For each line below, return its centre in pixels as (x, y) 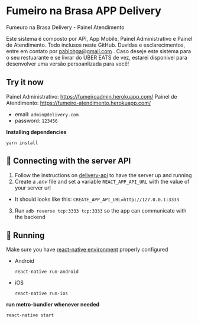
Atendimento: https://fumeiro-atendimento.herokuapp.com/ (79, 103)
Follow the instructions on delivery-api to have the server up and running (103, 175)
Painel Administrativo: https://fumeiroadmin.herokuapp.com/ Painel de (92, 96)
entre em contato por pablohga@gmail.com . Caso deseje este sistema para (99, 51)
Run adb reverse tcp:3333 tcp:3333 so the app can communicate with (100, 210)
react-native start (30, 315)
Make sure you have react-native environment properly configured (87, 250)
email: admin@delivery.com (46, 114)
